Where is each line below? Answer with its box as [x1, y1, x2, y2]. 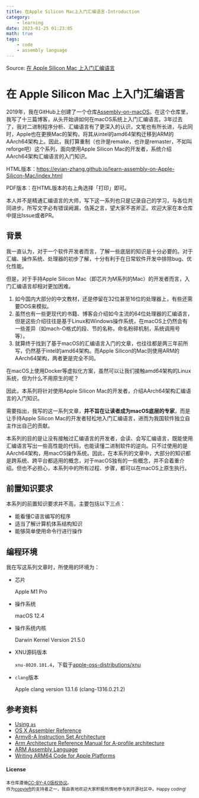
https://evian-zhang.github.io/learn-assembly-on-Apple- [36, 165, 175, 172]
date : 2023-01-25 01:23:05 [6, 25, 73, 31]
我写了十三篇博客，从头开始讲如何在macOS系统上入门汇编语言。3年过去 [6, 115, 183, 122]
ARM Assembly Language [14, 746, 78, 753]
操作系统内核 [14, 625, 46, 632]
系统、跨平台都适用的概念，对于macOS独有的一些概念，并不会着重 [16, 457, 179, 464]
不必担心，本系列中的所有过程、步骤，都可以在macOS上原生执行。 [26, 464, 190, 471]
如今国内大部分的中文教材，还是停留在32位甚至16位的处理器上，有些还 [14, 295, 188, 302]
